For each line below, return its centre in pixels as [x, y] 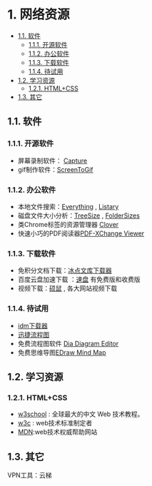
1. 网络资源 [39, 15]
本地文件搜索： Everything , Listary [68, 206]
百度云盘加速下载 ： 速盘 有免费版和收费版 [79, 280]
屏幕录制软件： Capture [52, 161]
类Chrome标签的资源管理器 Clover [68, 224]
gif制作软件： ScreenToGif [55, 169]
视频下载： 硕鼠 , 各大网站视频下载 [67, 288]
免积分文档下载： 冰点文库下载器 [65, 270]
